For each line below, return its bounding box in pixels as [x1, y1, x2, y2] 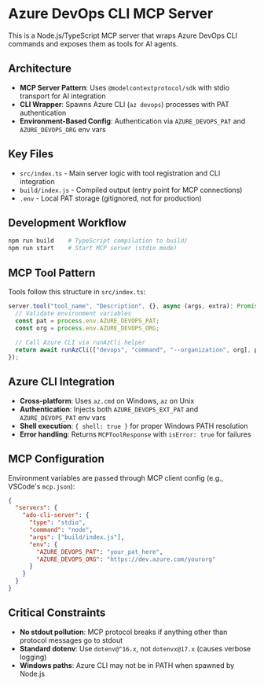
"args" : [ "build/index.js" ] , [28, 533, 125, 541]
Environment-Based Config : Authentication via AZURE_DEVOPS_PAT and [19, 116, 246, 126]
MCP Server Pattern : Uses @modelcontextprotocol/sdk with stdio [19, 83, 230, 92]
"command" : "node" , [28, 526, 93, 534]
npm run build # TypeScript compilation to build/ [8, 237, 189, 245]
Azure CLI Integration [8, 375, 115, 389]
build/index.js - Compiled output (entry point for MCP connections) [19, 185, 243, 194]
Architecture [8, 62, 72, 76]
